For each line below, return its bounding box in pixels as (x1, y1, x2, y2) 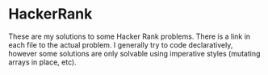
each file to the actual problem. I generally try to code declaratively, (8, 40, 233, 49)
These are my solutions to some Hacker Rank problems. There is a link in (8, 31, 251, 41)
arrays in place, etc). (8, 57, 77, 67)
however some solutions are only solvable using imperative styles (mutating (8, 48, 261, 58)
